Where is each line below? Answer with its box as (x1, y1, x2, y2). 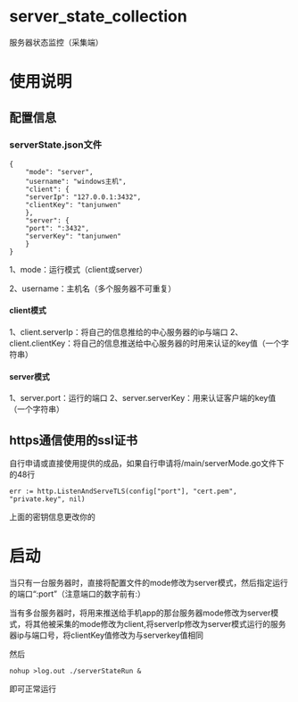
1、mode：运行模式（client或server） (9, 263, 147, 274)
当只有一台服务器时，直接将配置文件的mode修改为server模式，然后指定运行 (9, 577, 288, 588)
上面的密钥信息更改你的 (9, 512, 95, 522)
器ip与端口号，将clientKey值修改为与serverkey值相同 (9, 630, 203, 640)
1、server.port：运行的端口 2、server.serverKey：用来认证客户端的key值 (9, 393, 277, 404)
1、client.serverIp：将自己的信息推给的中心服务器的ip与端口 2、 (9, 327, 244, 338)
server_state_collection (9, 6, 187, 27)
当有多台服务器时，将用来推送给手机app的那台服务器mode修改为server (9, 607, 271, 618)
